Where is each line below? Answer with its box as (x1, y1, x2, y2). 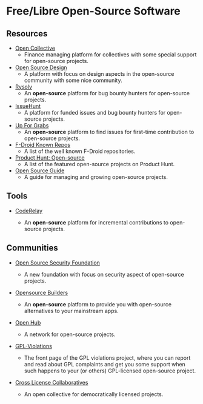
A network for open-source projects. (24, 331, 116, 338)
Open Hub (15, 318, 41, 326)
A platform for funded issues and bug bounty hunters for (24, 109, 166, 116)
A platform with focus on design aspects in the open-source (24, 70, 175, 77)
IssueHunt (15, 103, 41, 110)
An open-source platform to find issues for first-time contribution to (24, 129, 195, 135)
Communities (6, 243, 59, 253)
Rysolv (15, 83, 32, 90)
